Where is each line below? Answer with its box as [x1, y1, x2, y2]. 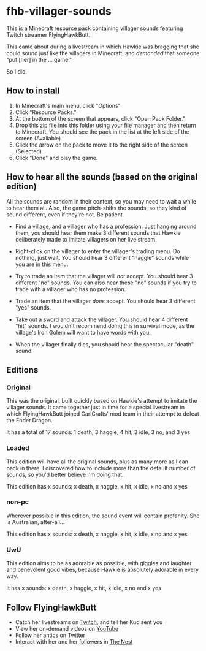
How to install [6, 86, 60, 96]
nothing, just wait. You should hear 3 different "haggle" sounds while [15, 254, 189, 261]
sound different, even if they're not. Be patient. [6, 210, 124, 218]
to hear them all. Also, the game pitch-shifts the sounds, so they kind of [6, 204, 187, 211]
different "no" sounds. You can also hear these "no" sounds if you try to [15, 279, 197, 286]
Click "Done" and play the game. [15, 154, 98, 161]
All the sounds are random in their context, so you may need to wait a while [6, 197, 197, 205]
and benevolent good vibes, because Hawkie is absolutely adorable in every [6, 566, 199, 574]
